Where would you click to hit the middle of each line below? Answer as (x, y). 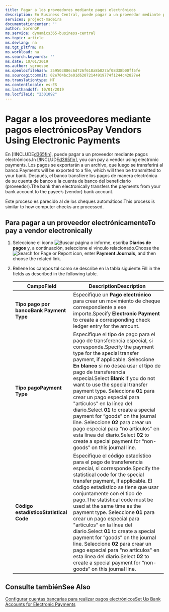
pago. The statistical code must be (113, 500)
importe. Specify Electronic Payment (116, 314)
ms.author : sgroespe (27, 66)
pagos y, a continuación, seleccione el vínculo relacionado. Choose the (86, 248)
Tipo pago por (32, 304)
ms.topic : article (24, 38)
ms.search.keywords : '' (30, 57)
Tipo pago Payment (38, 388)
